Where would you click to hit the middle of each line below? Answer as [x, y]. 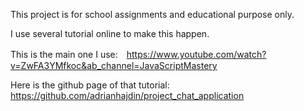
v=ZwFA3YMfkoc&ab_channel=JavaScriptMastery [114, 65]
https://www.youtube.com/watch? [196, 54]
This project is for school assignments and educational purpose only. [152, 14]
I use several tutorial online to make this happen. [110, 33]
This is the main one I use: [64, 54]
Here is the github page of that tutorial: [90, 85]
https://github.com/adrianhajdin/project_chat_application [127, 95]
